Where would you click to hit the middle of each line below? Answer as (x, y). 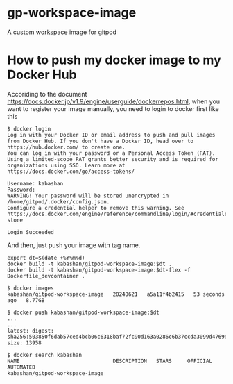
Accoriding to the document (47, 94)
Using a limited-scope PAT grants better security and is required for (113, 159)
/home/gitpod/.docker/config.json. (59, 202)
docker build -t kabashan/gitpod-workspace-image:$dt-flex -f (99, 270)
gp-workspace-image (72, 13)
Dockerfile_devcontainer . (46, 276)
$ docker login (29, 129)
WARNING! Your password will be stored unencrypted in (88, 196)
